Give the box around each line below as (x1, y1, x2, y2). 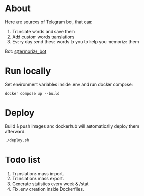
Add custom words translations (12, 34, 75, 39)
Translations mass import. (12, 170, 64, 176)
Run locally (5, 65, 51, 77)
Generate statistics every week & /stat (12, 181, 89, 187)
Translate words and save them (12, 28, 75, 34)
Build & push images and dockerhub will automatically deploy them (5, 123, 140, 129)
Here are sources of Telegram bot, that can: (5, 19, 93, 25)
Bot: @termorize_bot (5, 48, 47, 54)
